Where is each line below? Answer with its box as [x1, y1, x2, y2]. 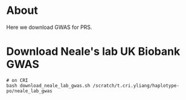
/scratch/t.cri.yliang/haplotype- [92, 83, 180, 89]
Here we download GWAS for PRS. [6, 23, 92, 31]
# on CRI [6, 77, 28, 83]
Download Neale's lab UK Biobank [6, 45, 181, 58]
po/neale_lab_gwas [6, 88, 53, 94]
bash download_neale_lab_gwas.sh [6, 83, 91, 89]
